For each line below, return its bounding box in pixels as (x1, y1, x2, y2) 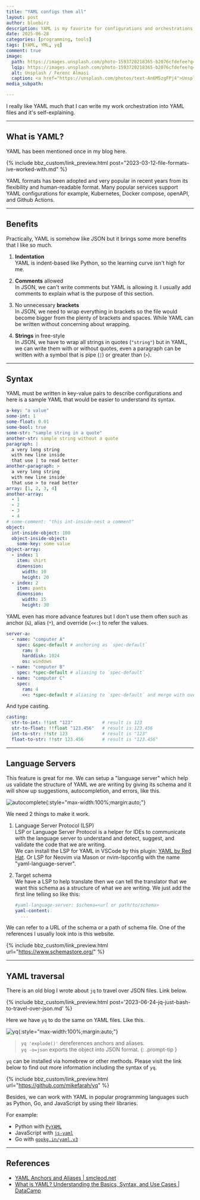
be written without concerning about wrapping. (14, 320, 131, 327)
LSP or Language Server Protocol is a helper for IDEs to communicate (14, 828, 186, 835)
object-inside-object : (11, 535, 68, 541)
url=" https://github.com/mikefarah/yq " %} (6, 1082, 110, 1089)
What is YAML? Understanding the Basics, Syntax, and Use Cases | (14, 1180, 180, 1187)
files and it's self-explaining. (6, 109, 76, 116)
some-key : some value (17, 541, 70, 547)
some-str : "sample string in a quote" (6, 429, 102, 436)
